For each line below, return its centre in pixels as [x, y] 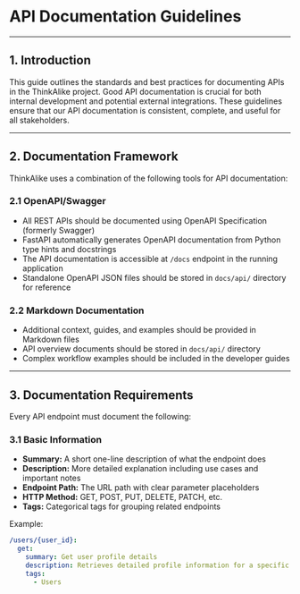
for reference [46, 287]
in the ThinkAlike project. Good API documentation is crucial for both [135, 91]
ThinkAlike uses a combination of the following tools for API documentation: [149, 178]
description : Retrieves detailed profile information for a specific [158, 565]
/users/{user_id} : [43, 540]
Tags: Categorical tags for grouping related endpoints [121, 506]
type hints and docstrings [69, 249]
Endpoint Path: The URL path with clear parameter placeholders [141, 488]
